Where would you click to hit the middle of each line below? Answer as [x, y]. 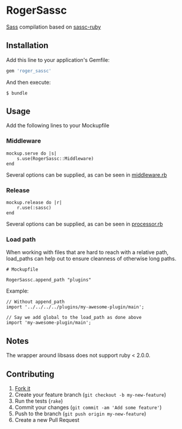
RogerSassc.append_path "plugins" [49, 280]
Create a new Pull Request [47, 419]
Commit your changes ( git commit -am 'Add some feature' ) [88, 407]
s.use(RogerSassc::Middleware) [55, 158]
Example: [17, 291]
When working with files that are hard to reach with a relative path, [87, 252]
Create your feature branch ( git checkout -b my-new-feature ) [90, 394]
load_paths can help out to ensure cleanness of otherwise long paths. [91, 259]
